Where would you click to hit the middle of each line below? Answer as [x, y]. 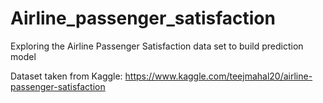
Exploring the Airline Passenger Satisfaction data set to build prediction [157, 46]
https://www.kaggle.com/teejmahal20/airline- [218, 76]
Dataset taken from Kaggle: [66, 76]
